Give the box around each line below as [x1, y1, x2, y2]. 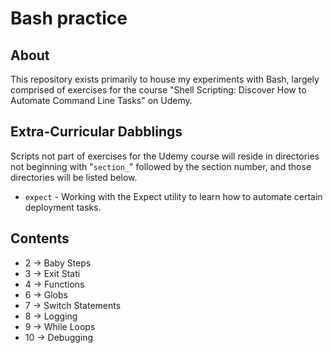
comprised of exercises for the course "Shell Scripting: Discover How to [10, 84, 307, 96]
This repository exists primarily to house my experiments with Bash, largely [10, 73, 320, 85]
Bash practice [10, 7, 128, 30]
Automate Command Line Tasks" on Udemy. [10, 95, 193, 106]
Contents [10, 230, 70, 247]
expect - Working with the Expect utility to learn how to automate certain [24, 190, 323, 202]
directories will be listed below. [10, 171, 138, 183]
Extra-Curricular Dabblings [10, 123, 183, 141]
